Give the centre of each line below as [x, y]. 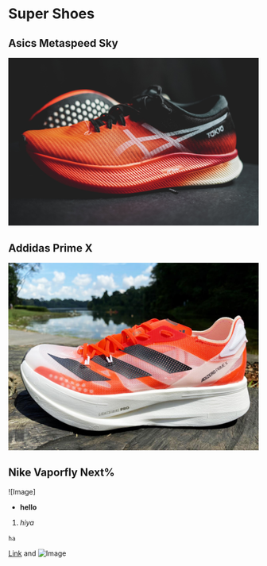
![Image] [22, 491]
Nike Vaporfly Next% [62, 473]
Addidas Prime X [50, 248]
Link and [22, 553]
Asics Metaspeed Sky [64, 43]
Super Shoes [52, 14]
